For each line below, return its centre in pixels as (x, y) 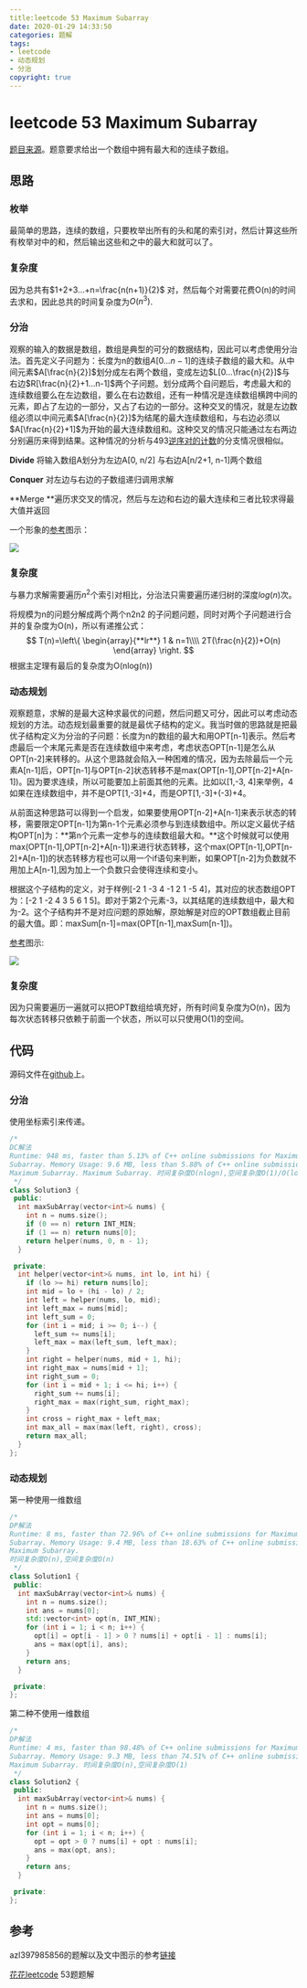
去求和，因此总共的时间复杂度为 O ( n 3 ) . (81, 301)
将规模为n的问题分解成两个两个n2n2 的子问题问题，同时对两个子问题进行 (147, 614)
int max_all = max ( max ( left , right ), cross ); (114, 1428)
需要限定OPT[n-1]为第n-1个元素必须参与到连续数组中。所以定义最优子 (156, 824)
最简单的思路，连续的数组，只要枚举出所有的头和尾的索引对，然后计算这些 (149, 230)
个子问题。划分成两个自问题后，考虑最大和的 (207, 383)
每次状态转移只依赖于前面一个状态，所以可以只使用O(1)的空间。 (129, 1019)
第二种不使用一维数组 (49, 1714)
